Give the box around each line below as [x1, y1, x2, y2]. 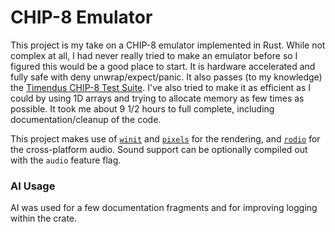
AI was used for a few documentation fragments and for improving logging [10, 202, 318, 214]
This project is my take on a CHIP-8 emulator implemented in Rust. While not [10, 39, 326, 51]
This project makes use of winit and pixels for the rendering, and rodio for [10, 132, 321, 145]
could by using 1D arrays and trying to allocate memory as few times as [10, 92, 305, 104]
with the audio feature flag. [10, 154, 122, 166]
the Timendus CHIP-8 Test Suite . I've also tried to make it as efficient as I [10, 81, 312, 93]
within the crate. [10, 212, 78, 225]
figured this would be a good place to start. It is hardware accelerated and [10, 60, 316, 72]
